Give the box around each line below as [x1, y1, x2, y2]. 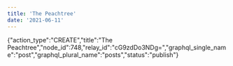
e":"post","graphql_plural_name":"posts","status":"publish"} [7, 50, 179, 59]
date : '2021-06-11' [7, 17, 64, 24]
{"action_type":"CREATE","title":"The [7, 35, 113, 44]
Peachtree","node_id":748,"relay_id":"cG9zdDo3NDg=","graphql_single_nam [7, 43, 227, 51]
